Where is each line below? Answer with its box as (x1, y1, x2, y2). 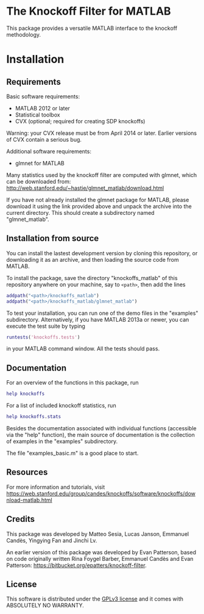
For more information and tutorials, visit (6, 483, 105, 491)
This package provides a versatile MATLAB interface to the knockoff (6, 24, 178, 32)
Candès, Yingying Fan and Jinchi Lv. (6, 536, 97, 544)
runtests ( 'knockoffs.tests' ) (6, 334, 80, 340)
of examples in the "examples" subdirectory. (6, 438, 118, 445)
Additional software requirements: (6, 148, 91, 155)
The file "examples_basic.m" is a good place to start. (6, 449, 139, 457)
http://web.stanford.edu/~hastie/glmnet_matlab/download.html (6, 184, 164, 192)
